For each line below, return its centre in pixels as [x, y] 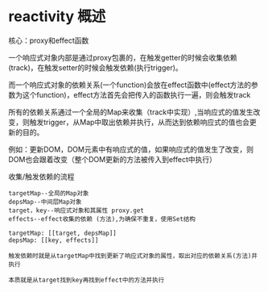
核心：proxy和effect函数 [49, 40]
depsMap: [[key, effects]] [54, 240]
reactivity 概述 [57, 17]
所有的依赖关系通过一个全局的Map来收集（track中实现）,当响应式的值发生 [131, 112]
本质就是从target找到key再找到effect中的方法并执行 [87, 280]
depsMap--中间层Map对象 [45, 202]
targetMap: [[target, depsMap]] [62, 233]
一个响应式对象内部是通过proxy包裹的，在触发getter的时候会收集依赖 [123, 57]
